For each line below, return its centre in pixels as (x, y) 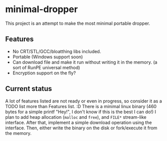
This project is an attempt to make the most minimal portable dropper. (78, 23)
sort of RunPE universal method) (46, 67)
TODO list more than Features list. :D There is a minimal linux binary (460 (81, 106)
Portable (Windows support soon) (48, 57)
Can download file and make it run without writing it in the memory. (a (85, 62)
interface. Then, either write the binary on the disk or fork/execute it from (81, 128)
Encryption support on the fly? (44, 73)
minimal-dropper (42, 9)
